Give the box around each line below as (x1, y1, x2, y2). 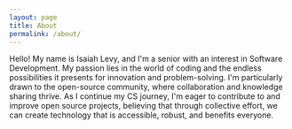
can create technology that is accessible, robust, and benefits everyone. (9, 110, 273, 120)
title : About (9, 21, 58, 30)
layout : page (9, 12, 58, 22)
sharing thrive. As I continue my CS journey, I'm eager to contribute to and (9, 91, 281, 102)
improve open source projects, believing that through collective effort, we (9, 101, 278, 111)
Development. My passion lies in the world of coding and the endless (9, 63, 262, 73)
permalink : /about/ (9, 29, 82, 38)
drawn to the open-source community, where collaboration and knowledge (9, 81, 283, 93)
